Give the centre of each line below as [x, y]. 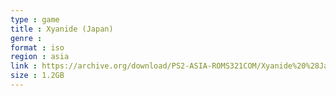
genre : [26, 38]
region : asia [40, 57]
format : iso [37, 47]
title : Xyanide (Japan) [62, 29]
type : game [35, 19]
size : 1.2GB [37, 76]
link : [24, 66]
